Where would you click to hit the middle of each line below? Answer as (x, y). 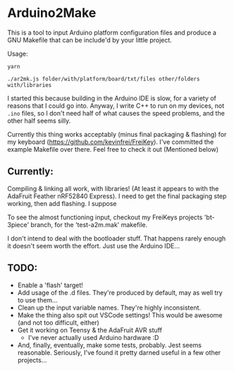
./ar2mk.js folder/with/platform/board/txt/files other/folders (104, 79)
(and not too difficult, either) (58, 322)
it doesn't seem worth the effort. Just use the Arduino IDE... (93, 245)
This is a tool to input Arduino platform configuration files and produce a (112, 32)
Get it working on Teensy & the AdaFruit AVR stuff (90, 330)
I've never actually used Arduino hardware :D (93, 337)
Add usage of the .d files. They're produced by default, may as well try (120, 292)
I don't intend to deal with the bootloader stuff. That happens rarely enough (117, 238)
